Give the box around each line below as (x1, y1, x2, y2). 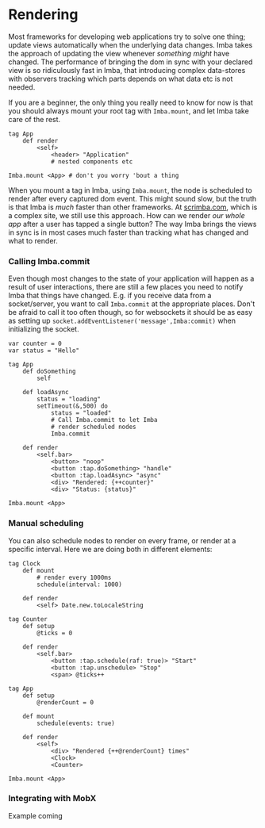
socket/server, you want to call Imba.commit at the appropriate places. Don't (8, 299, 255, 309)
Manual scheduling (8, 518, 84, 529)
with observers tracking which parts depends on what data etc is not (8, 74, 233, 83)
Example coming (8, 811, 63, 820)
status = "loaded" (50, 409, 112, 417)
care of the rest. (8, 114, 61, 124)
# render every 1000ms (36, 573, 112, 581)
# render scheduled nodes (50, 423, 136, 431)
